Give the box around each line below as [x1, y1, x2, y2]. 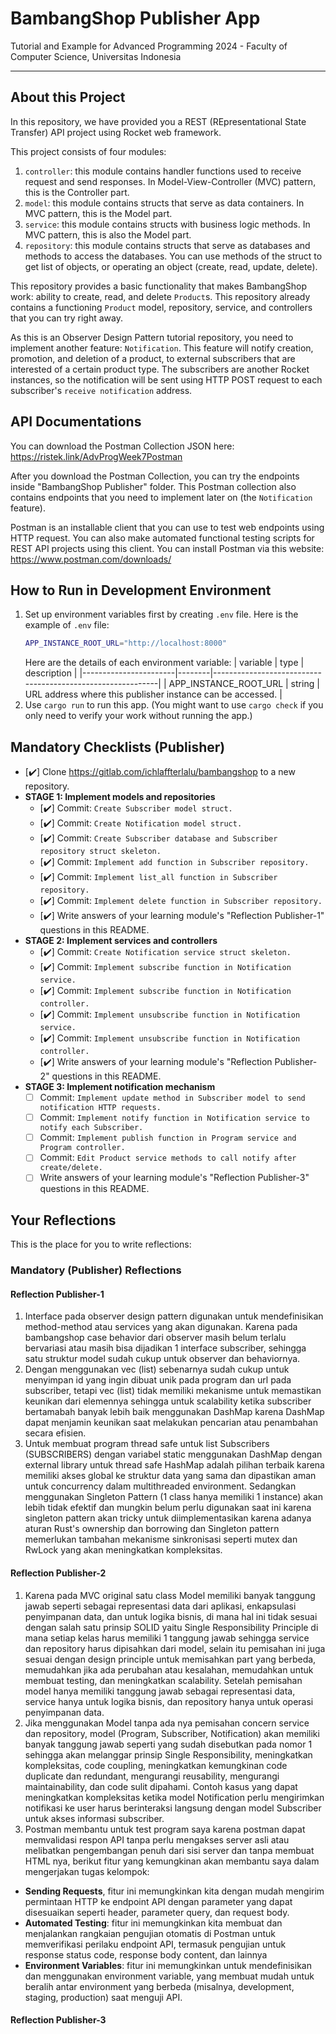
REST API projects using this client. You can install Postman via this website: [10, 542, 325, 554]
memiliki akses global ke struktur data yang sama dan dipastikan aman [24, 1470, 317, 1482]
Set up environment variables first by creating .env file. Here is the [24, 608, 299, 621]
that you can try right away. [10, 312, 123, 324]
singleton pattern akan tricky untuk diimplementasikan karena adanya [24, 1512, 312, 1524]
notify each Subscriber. [39, 1123, 144, 1133]
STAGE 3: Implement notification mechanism [24, 1081, 216, 1093]
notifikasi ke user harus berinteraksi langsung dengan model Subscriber [24, 1802, 322, 1814]
